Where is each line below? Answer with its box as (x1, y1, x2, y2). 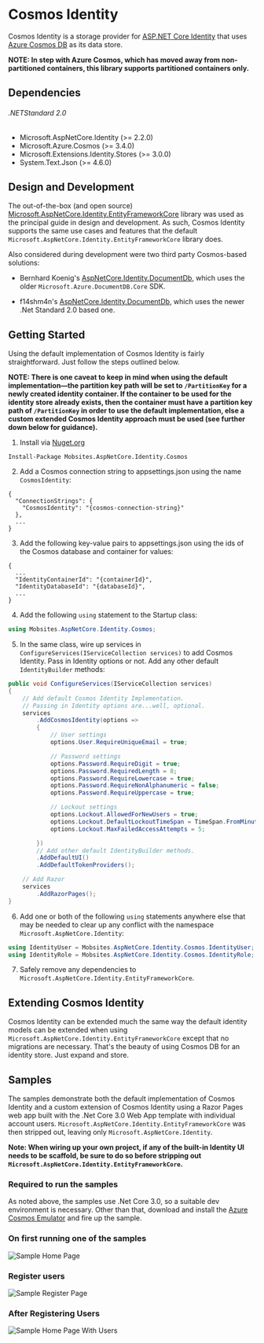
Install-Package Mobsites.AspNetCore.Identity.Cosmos (8, 453, 189, 461)
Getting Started (8, 328, 86, 341)
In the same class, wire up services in (19, 640, 141, 649)
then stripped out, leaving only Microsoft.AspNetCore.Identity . (8, 1128, 214, 1137)
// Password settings (49, 752, 122, 760)
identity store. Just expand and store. (8, 1051, 130, 1060)
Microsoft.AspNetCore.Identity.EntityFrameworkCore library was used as (8, 210, 244, 219)
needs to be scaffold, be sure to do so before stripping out (8, 1151, 202, 1161)
